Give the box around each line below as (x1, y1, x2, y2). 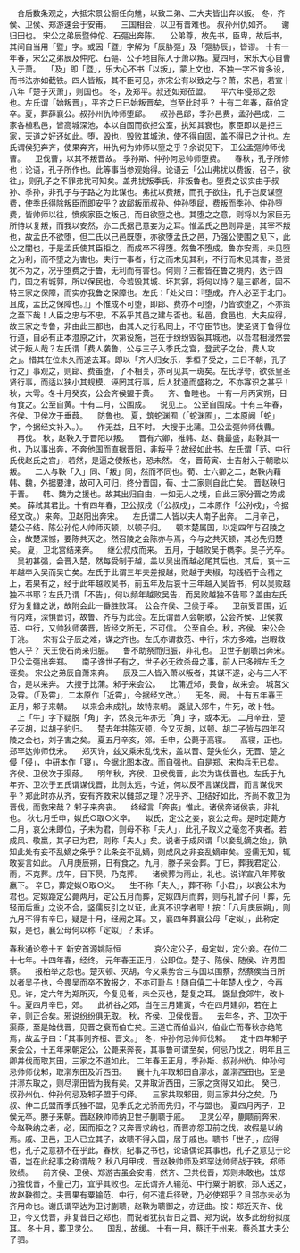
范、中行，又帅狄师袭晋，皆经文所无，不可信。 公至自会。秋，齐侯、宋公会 (9, 622, 286, 633)
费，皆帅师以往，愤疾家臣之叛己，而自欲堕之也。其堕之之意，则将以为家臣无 (9, 209, 291, 219)
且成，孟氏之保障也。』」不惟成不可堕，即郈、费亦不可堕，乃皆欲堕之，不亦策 (9, 299, 291, 309)
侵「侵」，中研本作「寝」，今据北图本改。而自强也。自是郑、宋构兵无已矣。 (9, 757, 283, 767)
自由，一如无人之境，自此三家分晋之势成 (136, 488, 286, 499)
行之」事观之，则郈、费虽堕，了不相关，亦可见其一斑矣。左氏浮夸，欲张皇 (9, 366, 283, 376)
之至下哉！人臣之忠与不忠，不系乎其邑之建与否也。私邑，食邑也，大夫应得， (9, 309, 291, 320)
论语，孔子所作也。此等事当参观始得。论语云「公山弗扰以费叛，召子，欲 (24, 165, 291, 174)
